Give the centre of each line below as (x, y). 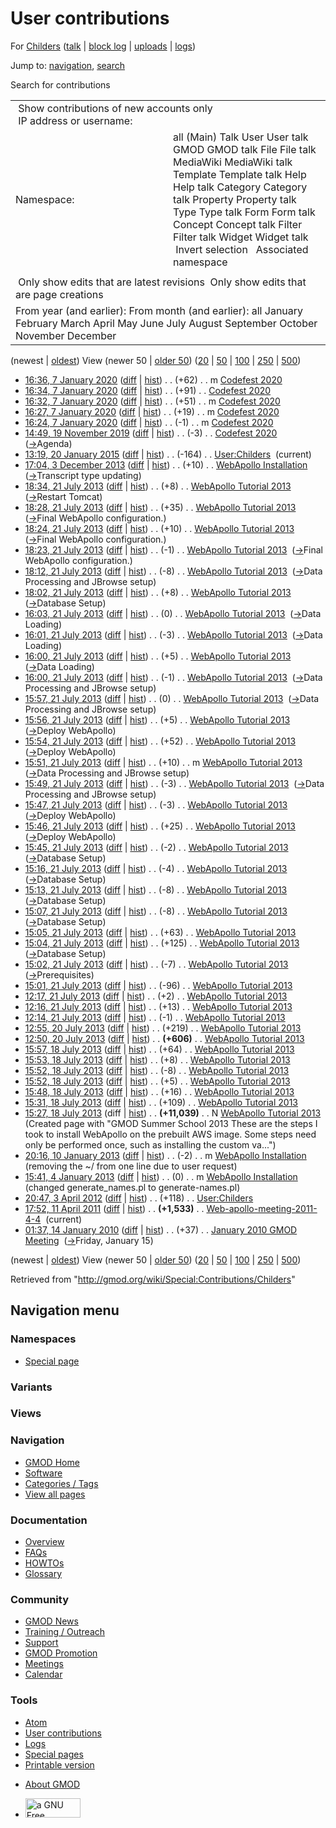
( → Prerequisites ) (59, 974)
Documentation (49, 1520)
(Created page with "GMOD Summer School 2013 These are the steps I (171, 1123)
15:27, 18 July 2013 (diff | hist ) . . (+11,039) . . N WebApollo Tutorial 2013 (173, 1113)
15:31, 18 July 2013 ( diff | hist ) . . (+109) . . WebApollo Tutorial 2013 (161, 1102)
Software (43, 1473)
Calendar (43, 1674)
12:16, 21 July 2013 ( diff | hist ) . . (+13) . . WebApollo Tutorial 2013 (158, 1006)
